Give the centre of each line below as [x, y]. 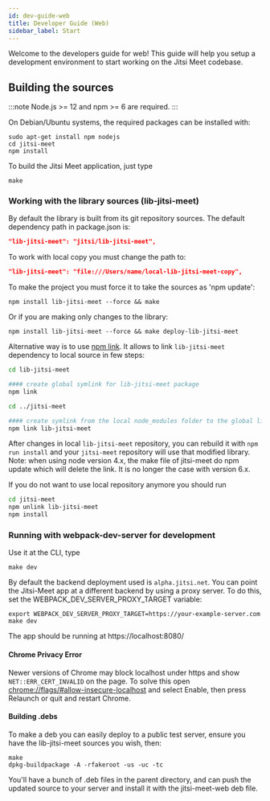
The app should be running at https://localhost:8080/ [96, 636]
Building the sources [61, 87]
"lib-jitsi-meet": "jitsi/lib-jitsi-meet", [82, 242]
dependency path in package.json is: [70, 227]
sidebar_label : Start [45, 31]
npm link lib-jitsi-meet [50, 428]
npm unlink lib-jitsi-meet [53, 507]
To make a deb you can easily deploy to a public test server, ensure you [127, 734]
